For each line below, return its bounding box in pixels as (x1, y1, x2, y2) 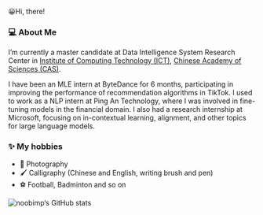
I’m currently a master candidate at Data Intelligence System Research (8, 47, 236, 57)
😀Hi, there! (8, 7, 46, 16)
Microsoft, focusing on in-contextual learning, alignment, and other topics (8, 113, 247, 123)
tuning (8, 105, 29, 114)
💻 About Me (8, 27, 57, 38)
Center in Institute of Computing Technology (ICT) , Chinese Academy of (8, 56, 242, 65)
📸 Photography (19, 159, 68, 169)
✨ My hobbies (8, 141, 63, 152)
